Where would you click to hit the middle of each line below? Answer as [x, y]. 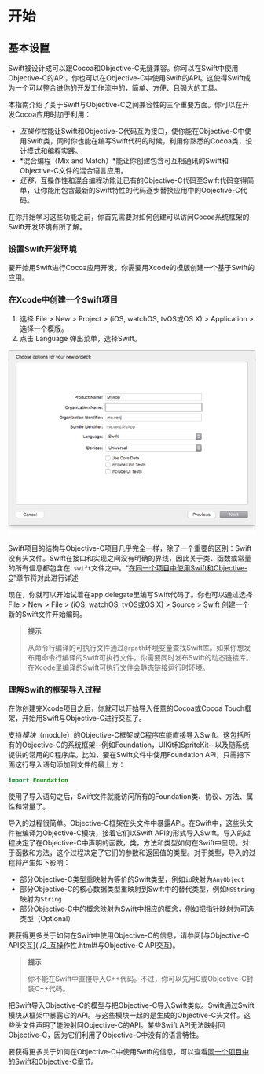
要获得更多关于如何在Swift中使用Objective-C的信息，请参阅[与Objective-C [129, 935]
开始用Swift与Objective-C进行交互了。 [84, 719]
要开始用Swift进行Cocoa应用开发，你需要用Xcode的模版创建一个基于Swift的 [132, 268]
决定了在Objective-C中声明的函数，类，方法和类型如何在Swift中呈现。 [128, 843]
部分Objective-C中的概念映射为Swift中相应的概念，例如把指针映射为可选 [137, 909]
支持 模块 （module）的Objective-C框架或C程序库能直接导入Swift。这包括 [126, 735]
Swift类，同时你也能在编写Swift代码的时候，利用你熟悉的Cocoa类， [136, 141]
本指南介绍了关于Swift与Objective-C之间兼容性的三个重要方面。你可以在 [125, 104]
